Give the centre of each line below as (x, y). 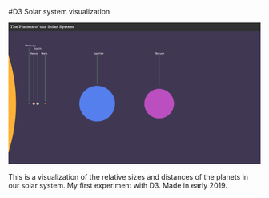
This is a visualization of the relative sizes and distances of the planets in (128, 177)
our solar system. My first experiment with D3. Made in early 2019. (118, 186)
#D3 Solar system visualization (59, 12)
